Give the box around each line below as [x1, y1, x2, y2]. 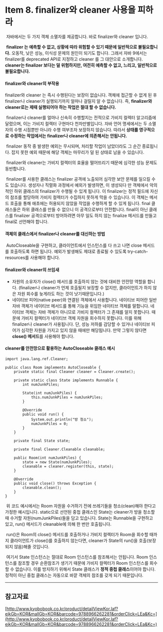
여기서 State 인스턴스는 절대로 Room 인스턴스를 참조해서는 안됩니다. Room [6, 554, 148, 560]
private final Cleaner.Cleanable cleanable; [14, 446, 105, 452]
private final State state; [14, 438, 70, 443]
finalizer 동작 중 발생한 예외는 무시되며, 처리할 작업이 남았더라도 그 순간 [6, 143, 141, 149]
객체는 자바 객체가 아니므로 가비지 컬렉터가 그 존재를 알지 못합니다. [25, 309, 151, 315]
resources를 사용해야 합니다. [5, 255, 60, 260]
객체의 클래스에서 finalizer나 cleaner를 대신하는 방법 [5, 231, 105, 237]
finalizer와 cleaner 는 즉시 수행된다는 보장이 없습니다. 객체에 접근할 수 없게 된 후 [5, 92, 157, 98]
